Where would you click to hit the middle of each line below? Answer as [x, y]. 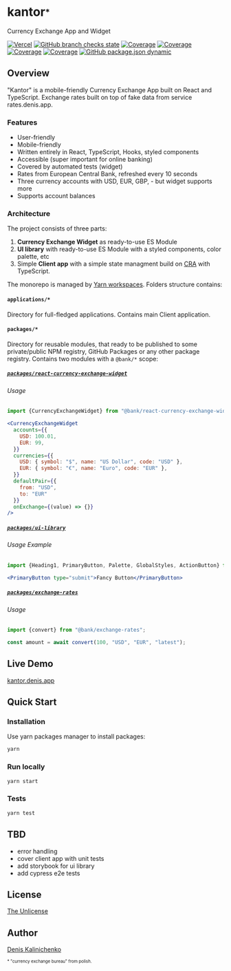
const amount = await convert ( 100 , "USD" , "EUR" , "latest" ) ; [97, 643]
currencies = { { [33, 456]
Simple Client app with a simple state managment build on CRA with [114, 264]
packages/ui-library [37, 528]
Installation [26, 722]
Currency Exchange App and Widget [59, 31]
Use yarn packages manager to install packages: [76, 736]
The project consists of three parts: [57, 228]
